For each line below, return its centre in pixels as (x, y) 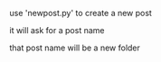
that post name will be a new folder (75, 48)
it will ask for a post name (57, 30)
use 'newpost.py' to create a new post (80, 13)
